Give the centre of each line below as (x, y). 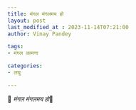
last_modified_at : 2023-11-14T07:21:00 (68, 27)
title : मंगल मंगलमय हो (36, 14)
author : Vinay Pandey (40, 34)
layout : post (27, 21)
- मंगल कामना (23, 53)
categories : (25, 66)
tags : (15, 47)
